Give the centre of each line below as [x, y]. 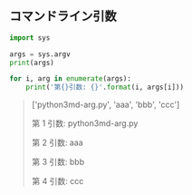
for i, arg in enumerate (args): [70, 79]
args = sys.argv [40, 54]
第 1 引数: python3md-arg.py [85, 123]
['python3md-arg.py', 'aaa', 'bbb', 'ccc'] [106, 105]
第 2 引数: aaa [57, 142]
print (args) [32, 63]
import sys [30, 38]
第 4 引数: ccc [58, 181]
